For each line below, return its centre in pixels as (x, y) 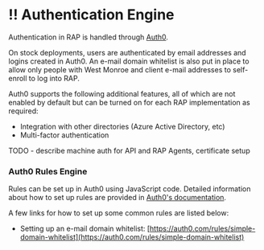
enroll (18, 78)
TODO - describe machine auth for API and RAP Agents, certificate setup (130, 150)
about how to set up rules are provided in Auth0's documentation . (118, 198)
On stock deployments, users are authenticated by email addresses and (128, 52)
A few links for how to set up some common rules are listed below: (119, 213)
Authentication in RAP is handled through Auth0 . (89, 37)
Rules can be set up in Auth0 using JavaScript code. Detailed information (130, 189)
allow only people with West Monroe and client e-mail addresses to (120, 69)
